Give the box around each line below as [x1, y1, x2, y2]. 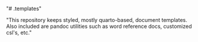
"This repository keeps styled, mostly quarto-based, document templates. [6, 17, 187, 23]
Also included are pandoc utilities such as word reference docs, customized [6, 23, 192, 30]
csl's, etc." [6, 29, 32, 36]
